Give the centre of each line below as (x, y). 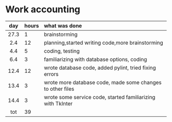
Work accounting (43, 9)
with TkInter (58, 104)
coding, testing (62, 51)
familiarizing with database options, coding (95, 59)
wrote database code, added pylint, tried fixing (100, 68)
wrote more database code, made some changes (103, 82)
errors (51, 74)
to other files (59, 89)
